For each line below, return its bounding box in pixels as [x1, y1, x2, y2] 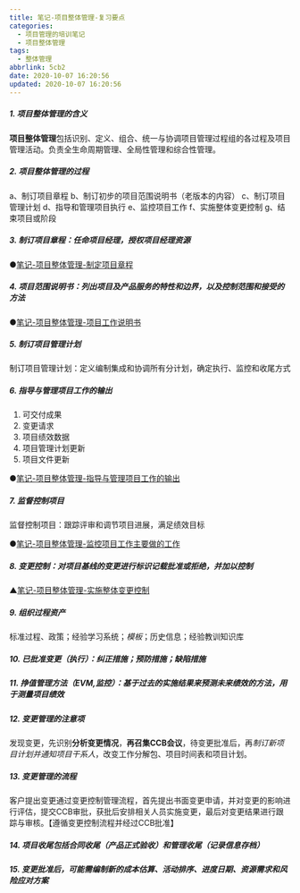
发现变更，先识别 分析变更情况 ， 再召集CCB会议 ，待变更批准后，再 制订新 [9, 737, 277, 748]
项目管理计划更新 [21, 443, 86, 454]
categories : [9, 21, 54, 30]
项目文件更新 [21, 454, 70, 465]
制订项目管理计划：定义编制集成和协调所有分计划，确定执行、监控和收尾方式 [9, 363, 291, 374]
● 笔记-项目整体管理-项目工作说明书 [9, 317, 141, 327]
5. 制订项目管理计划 [9, 339, 81, 350]
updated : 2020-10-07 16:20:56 [9, 80, 122, 89]
